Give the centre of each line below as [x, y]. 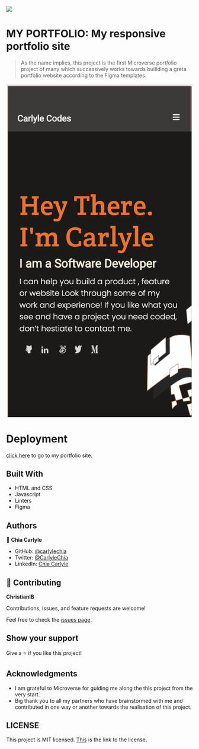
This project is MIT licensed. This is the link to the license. [77, 740]
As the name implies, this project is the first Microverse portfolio [99, 63]
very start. [27, 694]
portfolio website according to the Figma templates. [84, 75]
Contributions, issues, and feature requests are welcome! [76, 608]
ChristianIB [20, 597]
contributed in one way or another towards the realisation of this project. [103, 707]
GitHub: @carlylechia [41, 551]
